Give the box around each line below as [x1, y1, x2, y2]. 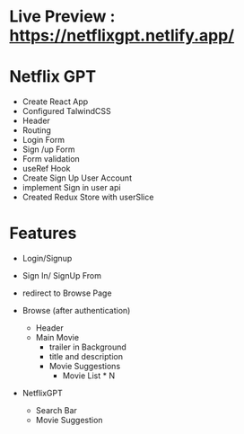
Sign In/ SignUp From [22, 270, 101, 281]
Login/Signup [22, 253, 73, 264]
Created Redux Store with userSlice [22, 191, 154, 203]
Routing [22, 125, 52, 136]
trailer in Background [48, 341, 127, 352]
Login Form [22, 135, 65, 146]
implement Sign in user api [22, 182, 121, 193]
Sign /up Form [22, 144, 75, 155]
